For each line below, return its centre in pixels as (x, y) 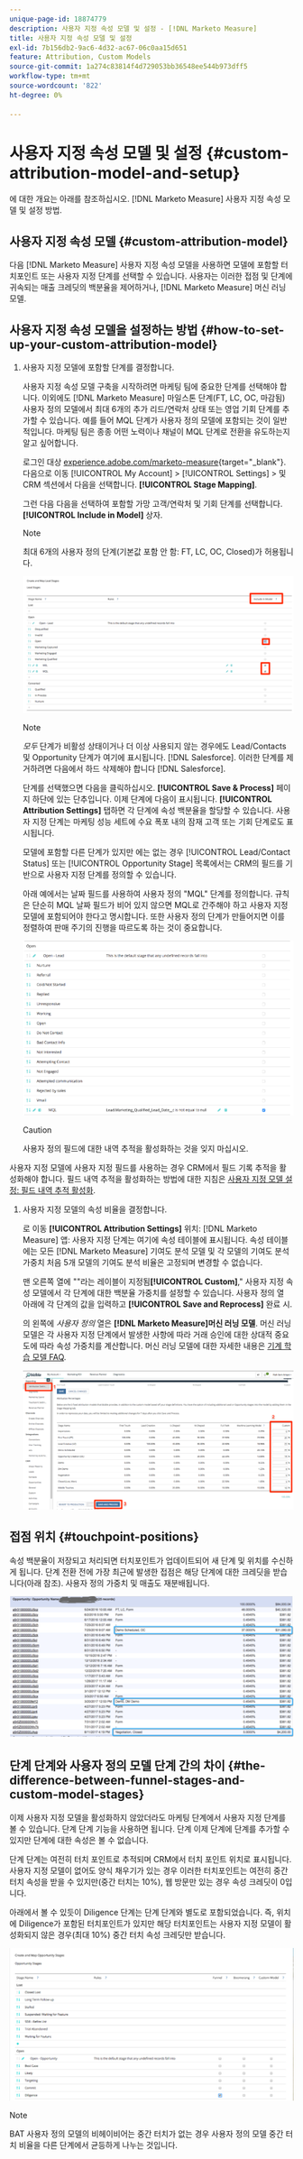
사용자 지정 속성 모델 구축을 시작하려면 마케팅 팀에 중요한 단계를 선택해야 (150, 387)
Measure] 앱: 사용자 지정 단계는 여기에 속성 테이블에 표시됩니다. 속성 (143, 1239)
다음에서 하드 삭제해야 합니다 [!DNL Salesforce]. (140, 768)
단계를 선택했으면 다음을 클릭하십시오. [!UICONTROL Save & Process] (148, 787)
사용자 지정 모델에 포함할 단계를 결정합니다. (98, 367)
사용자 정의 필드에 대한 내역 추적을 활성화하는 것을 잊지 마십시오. (135, 1148)
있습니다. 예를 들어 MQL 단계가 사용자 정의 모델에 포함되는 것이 (160, 420)
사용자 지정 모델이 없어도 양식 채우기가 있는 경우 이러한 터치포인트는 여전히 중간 (149, 1870)
